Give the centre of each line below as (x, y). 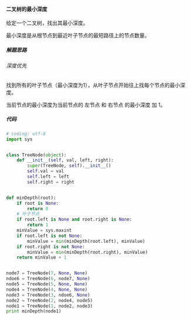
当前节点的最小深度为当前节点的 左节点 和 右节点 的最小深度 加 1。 (86, 105)
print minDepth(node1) (34, 311)
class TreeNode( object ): (36, 155)
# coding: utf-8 (26, 134)
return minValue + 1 (42, 257)
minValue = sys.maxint (44, 230)
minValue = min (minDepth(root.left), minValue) (86, 241)
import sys (19, 139)
